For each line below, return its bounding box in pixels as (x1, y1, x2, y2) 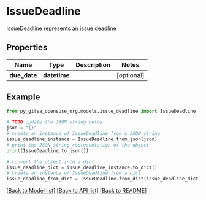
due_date (9, 71, 37, 79)
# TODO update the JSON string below (6, 119, 103, 125)
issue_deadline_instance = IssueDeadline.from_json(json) (6, 136, 158, 142)
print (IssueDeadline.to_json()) (6, 147, 89, 154)
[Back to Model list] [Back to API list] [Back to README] (6, 187, 147, 194)
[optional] (116, 71, 145, 79)
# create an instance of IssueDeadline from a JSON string (6, 131, 161, 137)
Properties (6, 42, 48, 53)
